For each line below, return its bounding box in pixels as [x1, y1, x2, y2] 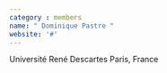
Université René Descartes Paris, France [9, 54, 159, 65]
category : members [9, 12, 83, 22]
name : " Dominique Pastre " [9, 21, 115, 30]
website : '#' [9, 29, 58, 38]
